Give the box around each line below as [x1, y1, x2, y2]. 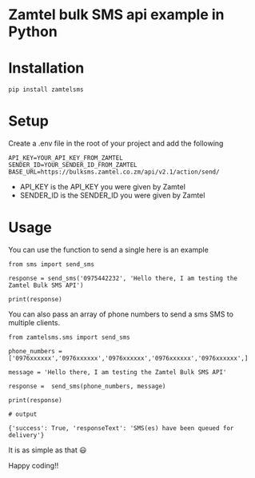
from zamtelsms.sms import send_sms [8, 333, 130, 341]
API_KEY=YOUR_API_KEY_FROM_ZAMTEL [8, 154, 124, 162]
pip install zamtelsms [8, 86, 84, 94]
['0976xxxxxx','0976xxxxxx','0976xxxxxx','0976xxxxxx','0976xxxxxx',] [8, 354, 249, 362]
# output [8, 410, 38, 418]
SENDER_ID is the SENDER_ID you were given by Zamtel [19, 190, 205, 201]
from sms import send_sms [8, 261, 94, 269]
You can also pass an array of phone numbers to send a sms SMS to [8, 309, 234, 319]
